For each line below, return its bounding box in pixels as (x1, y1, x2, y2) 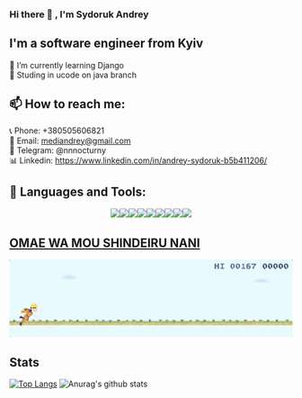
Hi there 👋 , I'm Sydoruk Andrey (9, 8, 149, 21)
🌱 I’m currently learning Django (9, 59, 124, 70)
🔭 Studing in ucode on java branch (9, 69, 138, 80)
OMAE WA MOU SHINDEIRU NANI (9, 235, 200, 250)
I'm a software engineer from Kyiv (9, 36, 204, 51)
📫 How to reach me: (9, 96, 126, 112)
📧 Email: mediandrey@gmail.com (9, 135, 132, 146)
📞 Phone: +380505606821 (9, 125, 105, 136)
